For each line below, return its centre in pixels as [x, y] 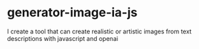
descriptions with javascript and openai [63, 38]
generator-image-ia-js [72, 13]
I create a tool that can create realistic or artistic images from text [99, 31]
